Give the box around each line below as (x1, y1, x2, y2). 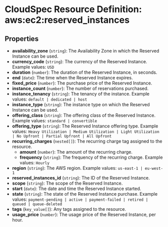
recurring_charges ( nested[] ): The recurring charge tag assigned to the (12, 138, 162, 144)
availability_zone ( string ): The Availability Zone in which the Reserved (12, 48, 159, 54)
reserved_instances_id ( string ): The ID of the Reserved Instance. (12, 175, 150, 180)
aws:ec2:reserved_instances (5, 14, 130, 26)
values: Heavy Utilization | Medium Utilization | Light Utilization (12, 128, 159, 134)
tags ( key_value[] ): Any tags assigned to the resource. (12, 206, 127, 212)
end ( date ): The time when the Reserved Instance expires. (12, 75, 133, 80)
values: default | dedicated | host (12, 96, 87, 102)
